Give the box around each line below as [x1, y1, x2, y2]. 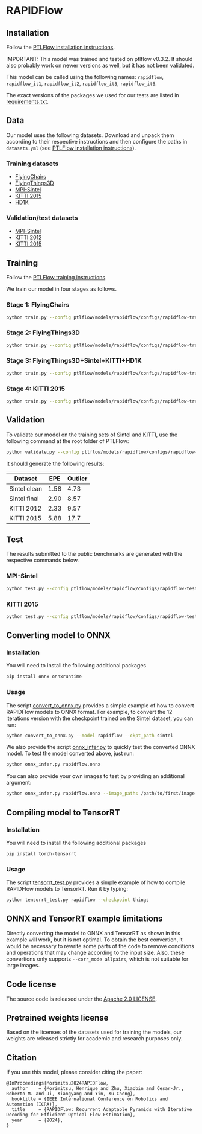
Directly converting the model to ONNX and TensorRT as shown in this [6, 929, 180, 937]
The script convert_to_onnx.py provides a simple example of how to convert [6, 701, 194, 709]
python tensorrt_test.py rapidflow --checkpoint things [6, 897, 149, 903]
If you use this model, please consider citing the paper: [6, 1069, 142, 1076]
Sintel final [9, 494, 39, 503]
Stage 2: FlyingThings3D [6, 328, 80, 337]
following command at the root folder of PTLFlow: [6, 437, 129, 444]
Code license [6, 979, 57, 990]
